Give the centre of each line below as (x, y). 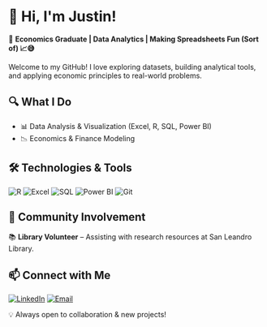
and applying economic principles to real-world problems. (106, 75)
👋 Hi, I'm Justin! (62, 17)
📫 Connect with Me (60, 275)
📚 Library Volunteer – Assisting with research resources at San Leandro (130, 237)
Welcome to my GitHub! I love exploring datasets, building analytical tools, (132, 67)
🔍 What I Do (40, 102)
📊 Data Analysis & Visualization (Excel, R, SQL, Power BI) (116, 126)
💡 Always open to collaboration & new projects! (87, 315)
